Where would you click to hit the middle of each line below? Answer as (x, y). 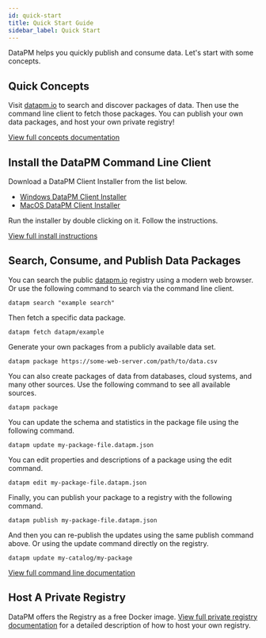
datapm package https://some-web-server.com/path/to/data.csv (113, 361)
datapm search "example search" (61, 303)
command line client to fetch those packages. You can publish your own (126, 114)
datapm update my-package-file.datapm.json (81, 445)
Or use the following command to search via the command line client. (122, 288)
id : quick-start (35, 15)
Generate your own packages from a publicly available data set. (112, 346)
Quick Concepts (49, 86)
